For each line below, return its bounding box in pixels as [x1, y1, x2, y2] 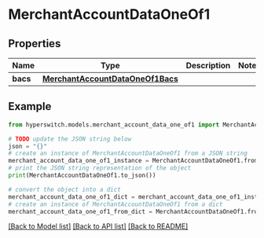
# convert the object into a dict [8, 185, 122, 193]
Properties [8, 37, 61, 50]
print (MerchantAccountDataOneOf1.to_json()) [8, 171, 156, 180]
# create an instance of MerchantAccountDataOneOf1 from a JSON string [8, 149, 247, 158]
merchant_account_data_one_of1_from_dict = [8, 207, 153, 215]
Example [8, 100, 52, 113]
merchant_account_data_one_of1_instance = [8, 157, 149, 165]
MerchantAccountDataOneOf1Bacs [42, 73, 178, 84]
